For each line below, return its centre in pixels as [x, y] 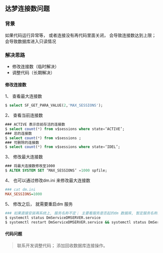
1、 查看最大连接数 [24, 96]
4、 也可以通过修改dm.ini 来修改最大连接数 [48, 180]
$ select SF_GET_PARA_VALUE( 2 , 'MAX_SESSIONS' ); [54, 106]
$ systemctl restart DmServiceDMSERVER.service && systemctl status [76, 222]
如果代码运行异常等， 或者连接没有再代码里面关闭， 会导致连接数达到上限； [81, 35]
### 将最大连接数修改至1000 [30, 166]
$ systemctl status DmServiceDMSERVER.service [53, 218]
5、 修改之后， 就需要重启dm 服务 [39, 204]
